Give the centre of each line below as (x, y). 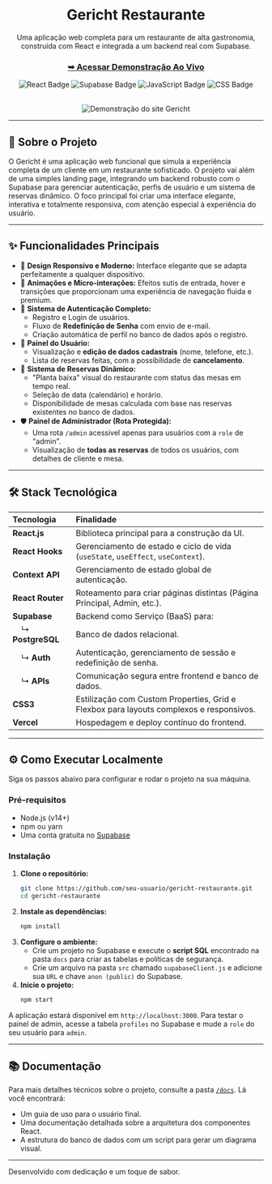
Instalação (30, 856)
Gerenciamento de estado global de (144, 569)
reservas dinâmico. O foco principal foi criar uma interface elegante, (122, 196)
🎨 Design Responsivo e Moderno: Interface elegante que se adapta (133, 266)
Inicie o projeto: (47, 985)
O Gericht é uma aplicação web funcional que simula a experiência (120, 162)
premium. (36, 300)
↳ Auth (36, 658)
